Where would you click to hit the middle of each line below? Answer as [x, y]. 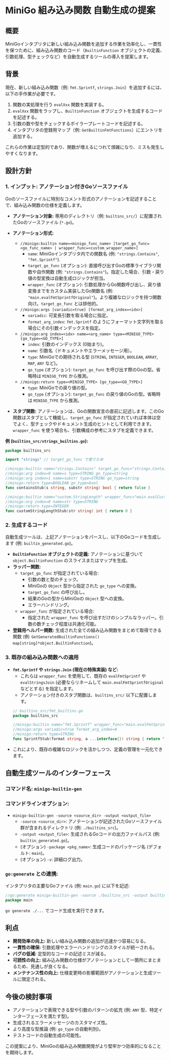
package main [19, 900]
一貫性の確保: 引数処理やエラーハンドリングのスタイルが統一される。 [85, 947]
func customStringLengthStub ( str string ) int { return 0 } [69, 511]
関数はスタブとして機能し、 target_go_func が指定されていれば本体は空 [87, 417]
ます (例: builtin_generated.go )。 [40, 543]
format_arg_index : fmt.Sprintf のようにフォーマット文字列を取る [96, 322]
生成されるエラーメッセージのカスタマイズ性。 [61, 1023]
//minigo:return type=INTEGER [37, 506]
